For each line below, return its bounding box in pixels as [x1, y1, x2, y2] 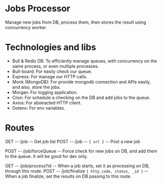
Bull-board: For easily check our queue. [12, 68, 92, 74]
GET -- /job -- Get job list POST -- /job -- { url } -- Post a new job [5, 138, 140, 144]
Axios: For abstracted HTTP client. [12, 99, 82, 106]
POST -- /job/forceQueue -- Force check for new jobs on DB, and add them [5, 148, 158, 154]
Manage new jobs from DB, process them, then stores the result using [5, 19, 146, 25]
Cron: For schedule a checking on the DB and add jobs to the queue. [12, 94, 151, 100]
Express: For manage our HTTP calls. [12, 73, 88, 79]
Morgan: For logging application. [12, 89, 78, 95]
